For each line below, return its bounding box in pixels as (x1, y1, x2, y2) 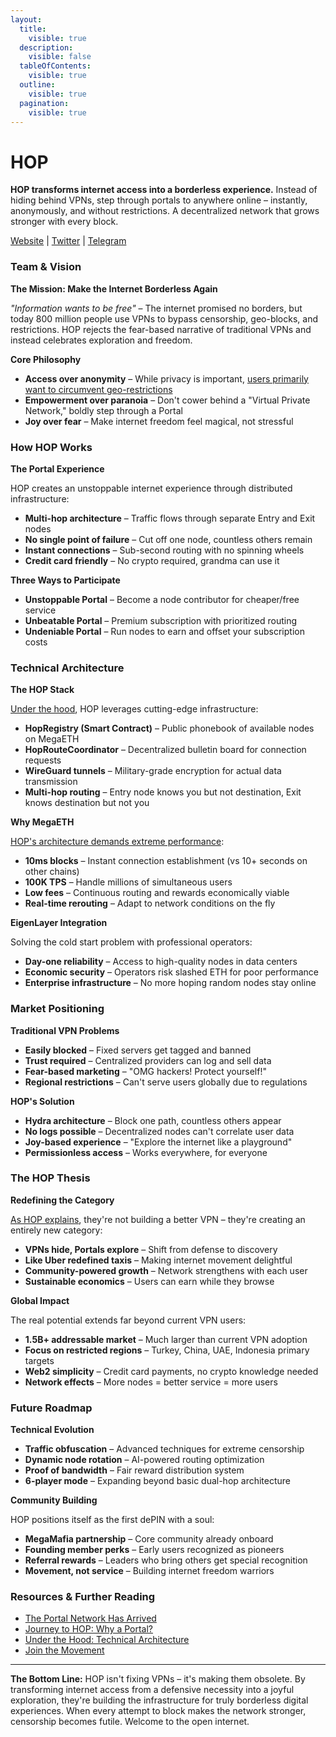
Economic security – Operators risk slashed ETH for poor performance (24, 966, 319, 978)
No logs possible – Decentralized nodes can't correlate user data (24, 1125, 295, 1137)
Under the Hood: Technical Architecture (24, 1634, 190, 1646)
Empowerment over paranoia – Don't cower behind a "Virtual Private (24, 394, 311, 406)
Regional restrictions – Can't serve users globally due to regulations (24, 1076, 308, 1088)
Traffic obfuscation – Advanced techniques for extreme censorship (24, 1443, 305, 1455)
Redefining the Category (10, 1194, 115, 1206)
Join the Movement (24, 1644, 105, 1656)
